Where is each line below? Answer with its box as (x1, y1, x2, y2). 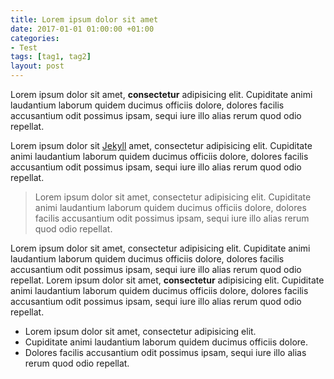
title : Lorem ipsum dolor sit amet (10, 14, 159, 25)
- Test (10, 42, 38, 53)
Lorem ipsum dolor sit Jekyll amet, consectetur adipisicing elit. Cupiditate (10, 140, 313, 151)
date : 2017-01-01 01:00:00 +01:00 (10, 24, 155, 34)
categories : (10, 33, 60, 43)
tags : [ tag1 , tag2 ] (10, 52, 92, 62)
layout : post (10, 61, 65, 71)
